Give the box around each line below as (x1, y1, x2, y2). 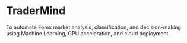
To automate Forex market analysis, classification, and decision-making (6, 24, 181, 31)
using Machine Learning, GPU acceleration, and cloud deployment (6, 29, 169, 37)
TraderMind (6, 4, 66, 18)
